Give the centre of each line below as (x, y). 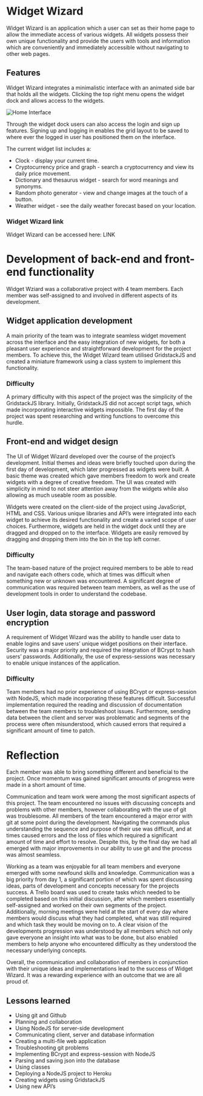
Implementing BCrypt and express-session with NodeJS (85, 1054)
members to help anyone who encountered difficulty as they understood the (101, 944)
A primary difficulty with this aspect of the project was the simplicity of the (99, 397)
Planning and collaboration (48, 1022)
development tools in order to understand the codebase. (77, 594)
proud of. (18, 982)
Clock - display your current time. (57, 160)
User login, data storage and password (81, 613)
